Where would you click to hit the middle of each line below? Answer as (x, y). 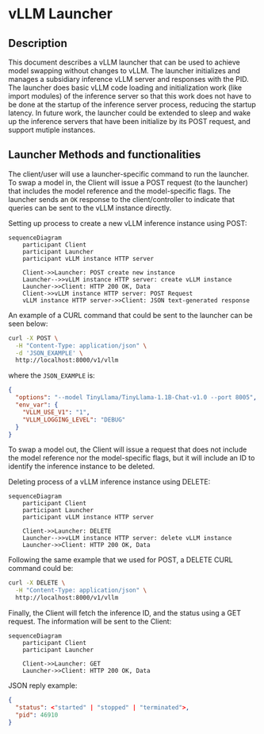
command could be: (41, 569)
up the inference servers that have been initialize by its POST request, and (130, 121)
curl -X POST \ (33, 338)
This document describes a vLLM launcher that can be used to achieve (124, 62)
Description (38, 43)
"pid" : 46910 (37, 715)
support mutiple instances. (52, 130)
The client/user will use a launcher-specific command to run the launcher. (129, 174)
